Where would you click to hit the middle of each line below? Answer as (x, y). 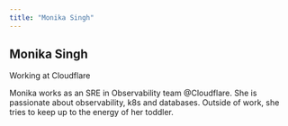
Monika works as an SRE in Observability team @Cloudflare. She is (133, 93)
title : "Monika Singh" (52, 18)
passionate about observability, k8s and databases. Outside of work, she (144, 103)
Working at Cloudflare (50, 76)
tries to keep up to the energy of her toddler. (91, 112)
